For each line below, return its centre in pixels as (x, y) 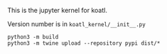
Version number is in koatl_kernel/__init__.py (76, 24)
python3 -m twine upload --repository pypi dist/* (84, 43)
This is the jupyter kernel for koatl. (58, 10)
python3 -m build (33, 37)
